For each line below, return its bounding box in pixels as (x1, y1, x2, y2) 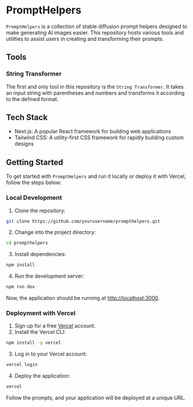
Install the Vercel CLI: (14, 329, 66, 336)
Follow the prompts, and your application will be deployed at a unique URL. (6, 394, 186, 401)
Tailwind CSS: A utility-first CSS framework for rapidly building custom (14, 134, 184, 141)
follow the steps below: (6, 179, 62, 186)
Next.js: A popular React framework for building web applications (14, 128, 171, 135)
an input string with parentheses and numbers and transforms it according (6, 89, 185, 96)
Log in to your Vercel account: (14, 350, 87, 357)
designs (14, 140, 34, 147)
